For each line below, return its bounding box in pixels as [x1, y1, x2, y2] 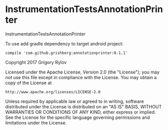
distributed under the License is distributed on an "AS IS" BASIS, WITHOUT [5, 103, 162, 109]
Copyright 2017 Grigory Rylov [5, 59, 67, 65]
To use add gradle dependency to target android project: [5, 40, 123, 46]
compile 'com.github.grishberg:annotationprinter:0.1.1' [5, 50, 128, 55]
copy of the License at [5, 80, 52, 86]
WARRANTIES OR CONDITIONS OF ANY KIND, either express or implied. [5, 109, 156, 115]
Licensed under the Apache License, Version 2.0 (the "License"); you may [5, 69, 160, 75]
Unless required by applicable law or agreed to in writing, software [5, 98, 144, 104]
